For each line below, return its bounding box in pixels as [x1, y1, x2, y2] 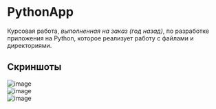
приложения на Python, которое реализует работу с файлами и [7, 34, 194, 42]
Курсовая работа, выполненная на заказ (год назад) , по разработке [7, 27, 210, 35]
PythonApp [7, 4, 74, 20]
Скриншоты [7, 61, 62, 73]
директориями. [7, 41, 52, 49]
